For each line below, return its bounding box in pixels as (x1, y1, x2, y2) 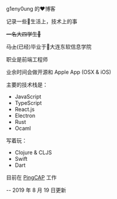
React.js (14, 106, 35, 113)
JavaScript (14, 93, 42, 100)
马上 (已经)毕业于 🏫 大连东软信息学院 (6, 43, 92, 50)
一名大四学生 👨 (6, 30, 42, 38)
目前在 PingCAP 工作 (6, 174, 57, 181)
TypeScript (14, 99, 42, 106)
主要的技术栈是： (6, 81, 48, 88)
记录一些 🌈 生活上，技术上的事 (6, 18, 78, 25)
